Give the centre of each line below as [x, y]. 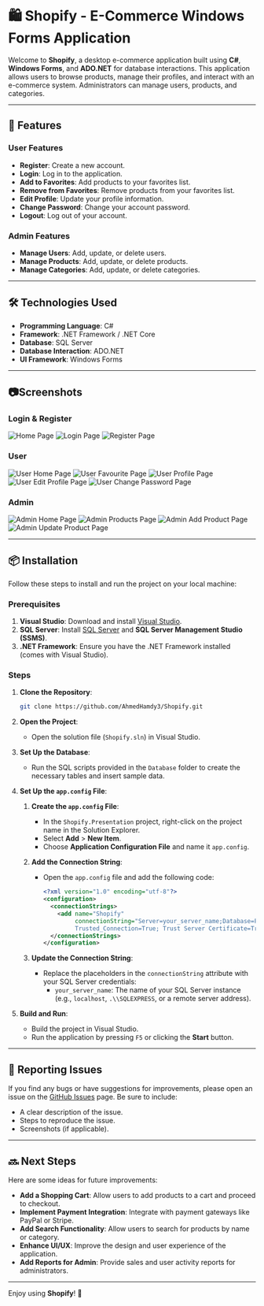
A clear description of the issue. [71, 1112]
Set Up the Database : [55, 752]
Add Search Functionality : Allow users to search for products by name [134, 1228]
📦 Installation [43, 561]
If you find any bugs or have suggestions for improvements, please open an [130, 1089]
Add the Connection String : [77, 862]
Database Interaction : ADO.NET [71, 351]
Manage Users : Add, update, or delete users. [93, 253]
